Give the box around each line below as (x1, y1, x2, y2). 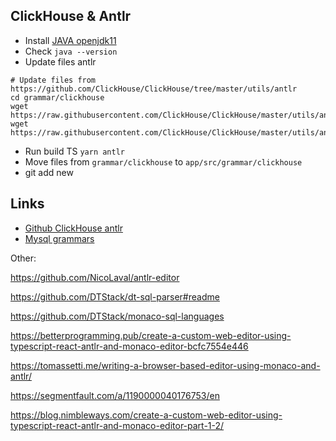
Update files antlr (24, 55, 97, 68)
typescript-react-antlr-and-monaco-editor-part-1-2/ (10, 419, 225, 431)
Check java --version (24, 45, 118, 57)
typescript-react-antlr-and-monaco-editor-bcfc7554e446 (10, 340, 249, 352)
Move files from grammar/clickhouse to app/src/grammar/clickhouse (24, 155, 303, 168)
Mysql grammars (24, 232, 95, 244)
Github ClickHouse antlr (24, 222, 123, 234)
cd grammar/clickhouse (10, 92, 105, 103)
